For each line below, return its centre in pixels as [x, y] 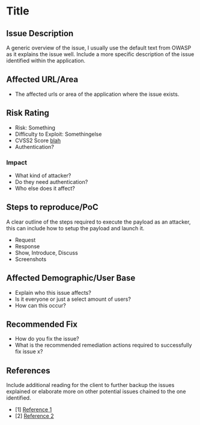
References [28, 370]
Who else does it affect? [45, 188]
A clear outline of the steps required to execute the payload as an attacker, [98, 222]
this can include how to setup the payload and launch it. [75, 228]
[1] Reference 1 [33, 410]
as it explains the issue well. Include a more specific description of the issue [100, 54]
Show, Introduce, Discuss [46, 253]
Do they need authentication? [51, 181]
